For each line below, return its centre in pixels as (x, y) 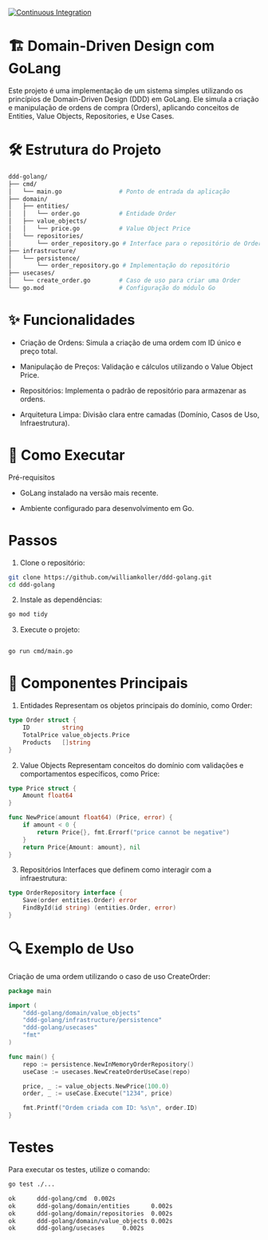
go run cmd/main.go (41, 652)
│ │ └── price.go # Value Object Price (100, 228)
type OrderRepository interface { (66, 893)
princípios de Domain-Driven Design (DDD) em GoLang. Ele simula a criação (134, 99)
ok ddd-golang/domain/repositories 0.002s (91, 1214)
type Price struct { (43, 788)
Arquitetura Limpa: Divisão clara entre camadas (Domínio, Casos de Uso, (140, 414)
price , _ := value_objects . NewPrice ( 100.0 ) (96, 1086)
